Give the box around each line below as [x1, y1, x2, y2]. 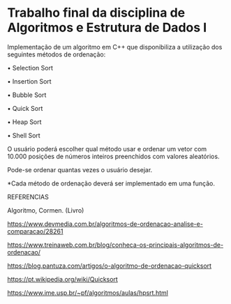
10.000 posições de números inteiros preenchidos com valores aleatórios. [7, 152, 220, 160]
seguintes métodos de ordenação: [7, 50, 106, 59]
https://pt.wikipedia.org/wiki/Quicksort [7, 275, 119, 283]
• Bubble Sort [7, 91, 47, 99]
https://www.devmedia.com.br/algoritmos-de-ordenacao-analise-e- [7, 220, 204, 228]
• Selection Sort [7, 63, 54, 72]
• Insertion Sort [7, 77, 52, 85]
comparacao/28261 [7, 227, 64, 235]
